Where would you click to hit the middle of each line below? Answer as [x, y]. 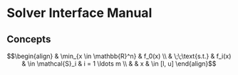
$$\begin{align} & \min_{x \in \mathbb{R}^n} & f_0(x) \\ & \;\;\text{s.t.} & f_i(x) [119, 56]
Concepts [29, 39]
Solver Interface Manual [79, 13]
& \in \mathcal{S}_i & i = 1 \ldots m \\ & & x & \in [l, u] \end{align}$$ [119, 64]
